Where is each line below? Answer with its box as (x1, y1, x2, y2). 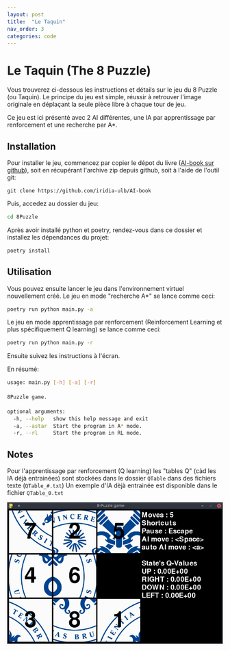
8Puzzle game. (7, 394, 48, 400)
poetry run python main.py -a (7, 305, 94, 313)
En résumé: (7, 365, 39, 373)
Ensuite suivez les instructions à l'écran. (7, 352, 120, 360)
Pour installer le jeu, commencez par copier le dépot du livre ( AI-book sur (7, 159, 214, 167)
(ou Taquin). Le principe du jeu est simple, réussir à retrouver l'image (7, 93, 202, 101)
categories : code (7, 33, 57, 40)
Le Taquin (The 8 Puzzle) (7, 63, 151, 79)
